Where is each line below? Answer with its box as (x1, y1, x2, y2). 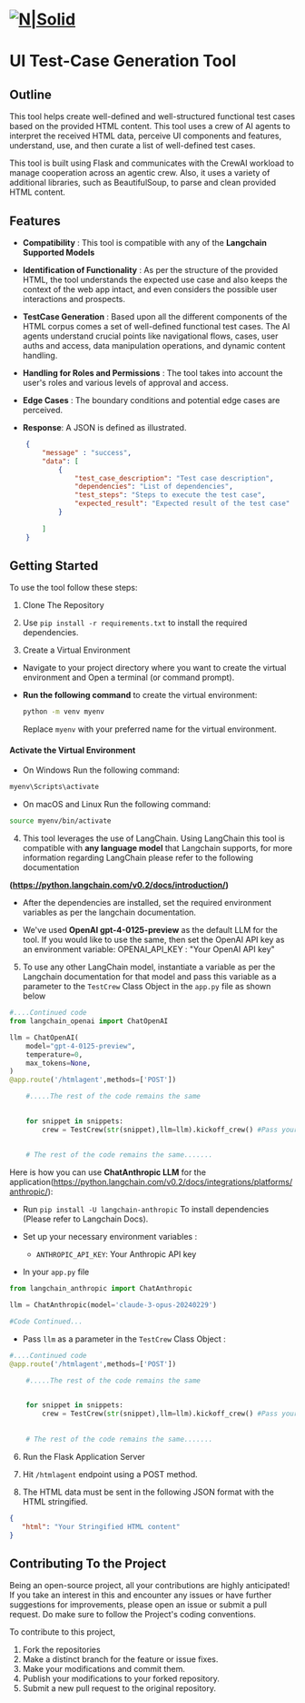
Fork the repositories (22, 1644, 102, 1656)
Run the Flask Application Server (22, 1451, 145, 1462)
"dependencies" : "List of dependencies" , (74, 482, 233, 492)
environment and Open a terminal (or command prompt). (22, 672, 235, 683)
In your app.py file (22, 1266, 90, 1278)
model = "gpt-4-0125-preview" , (25, 1041, 136, 1050)
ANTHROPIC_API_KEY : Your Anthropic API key (35, 1249, 197, 1260)
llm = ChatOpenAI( (9, 1033, 79, 1042)
